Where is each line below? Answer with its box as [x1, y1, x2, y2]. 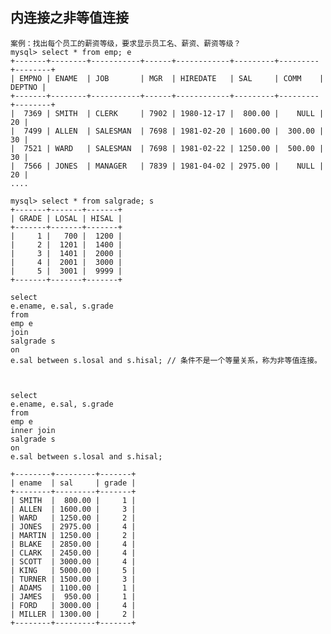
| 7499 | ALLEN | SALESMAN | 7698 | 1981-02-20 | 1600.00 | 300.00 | [10, 126, 325, 136]
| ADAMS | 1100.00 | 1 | [10, 583, 137, 593]
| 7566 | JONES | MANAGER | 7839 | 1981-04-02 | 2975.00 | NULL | [10, 161, 325, 171]
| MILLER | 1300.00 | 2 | [10, 609, 137, 619]
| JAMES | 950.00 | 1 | [10, 591, 137, 602]
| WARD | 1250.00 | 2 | [10, 513, 137, 523]
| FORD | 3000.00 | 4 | [10, 600, 137, 610]
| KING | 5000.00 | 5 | [10, 565, 137, 575]
